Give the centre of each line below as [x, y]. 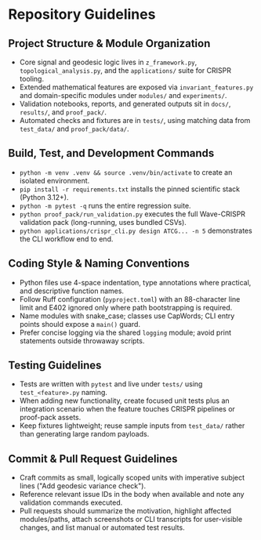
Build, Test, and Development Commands [111, 153]
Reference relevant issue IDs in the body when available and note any [132, 495]
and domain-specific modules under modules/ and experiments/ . [123, 95]
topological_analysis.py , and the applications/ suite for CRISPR [125, 71]
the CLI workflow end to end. [66, 239]
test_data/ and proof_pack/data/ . [74, 129]
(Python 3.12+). [44, 197]
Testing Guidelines [55, 366]
